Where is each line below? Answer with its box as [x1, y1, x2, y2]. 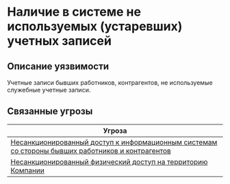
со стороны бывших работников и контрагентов [10, 146, 171, 155]
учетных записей [7, 34, 112, 49]
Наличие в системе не [7, 4, 142, 20]
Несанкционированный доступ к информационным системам [10, 137, 218, 147]
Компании [10, 166, 44, 175]
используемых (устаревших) [7, 18, 183, 34]
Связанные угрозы [7, 105, 93, 117]
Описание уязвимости [7, 60, 110, 72]
